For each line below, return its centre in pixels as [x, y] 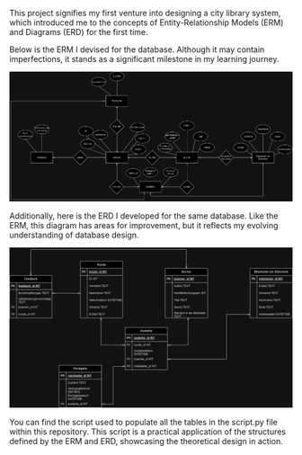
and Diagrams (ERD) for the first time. [79, 32]
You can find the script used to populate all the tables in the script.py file [144, 422]
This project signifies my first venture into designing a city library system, [145, 13]
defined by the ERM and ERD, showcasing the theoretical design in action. [146, 441]
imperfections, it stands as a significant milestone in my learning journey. [144, 59]
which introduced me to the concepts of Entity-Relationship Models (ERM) [147, 22]
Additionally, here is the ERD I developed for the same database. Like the [144, 216]
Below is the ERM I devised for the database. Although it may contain [137, 49]
